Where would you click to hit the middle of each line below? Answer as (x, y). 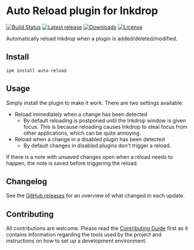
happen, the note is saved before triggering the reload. (72, 163)
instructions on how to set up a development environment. (76, 241)
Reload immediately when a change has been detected (81, 114)
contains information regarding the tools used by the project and (84, 235)
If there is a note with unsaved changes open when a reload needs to (89, 156)
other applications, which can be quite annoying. (82, 133)
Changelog (27, 181)
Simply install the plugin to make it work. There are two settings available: (95, 103)
